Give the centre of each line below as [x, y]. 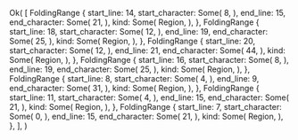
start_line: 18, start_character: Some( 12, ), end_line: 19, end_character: [139, 31]
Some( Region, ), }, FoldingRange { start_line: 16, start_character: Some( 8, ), [149, 60]
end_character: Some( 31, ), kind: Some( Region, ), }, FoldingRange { [135, 88]
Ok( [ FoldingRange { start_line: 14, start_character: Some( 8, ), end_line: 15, [148, 13]
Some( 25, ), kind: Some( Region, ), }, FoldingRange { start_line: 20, [132, 41]
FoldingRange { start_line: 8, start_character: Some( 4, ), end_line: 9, [134, 78]
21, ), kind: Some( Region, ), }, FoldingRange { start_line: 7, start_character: [146, 107]
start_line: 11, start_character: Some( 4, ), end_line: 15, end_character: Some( [149, 97]
